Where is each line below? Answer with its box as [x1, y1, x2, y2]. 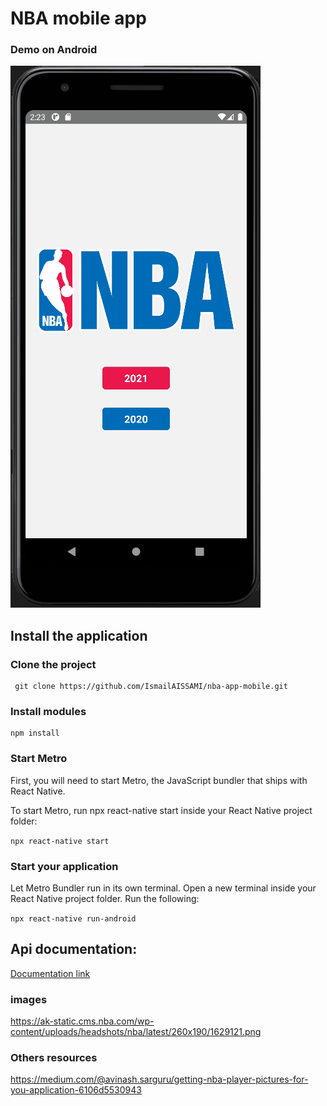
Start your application [10, 859, 119, 873]
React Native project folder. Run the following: [10, 893, 200, 905]
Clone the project [10, 657, 97, 671]
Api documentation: [10, 941, 138, 958]
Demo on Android [10, 43, 98, 57]
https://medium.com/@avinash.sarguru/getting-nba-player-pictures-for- [10, 1073, 309, 1086]
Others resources [10, 1051, 98, 1065]
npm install [10, 728, 60, 739]
